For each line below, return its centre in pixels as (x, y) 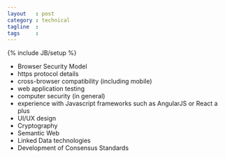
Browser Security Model (52, 66)
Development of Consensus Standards (73, 148)
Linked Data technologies (54, 141)
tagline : (23, 26)
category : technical (39, 20)
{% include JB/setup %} (42, 53)
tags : (23, 33)
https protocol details (48, 74)
